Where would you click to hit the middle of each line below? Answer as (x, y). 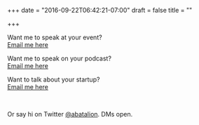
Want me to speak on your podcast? (60, 58)
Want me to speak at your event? (55, 37)
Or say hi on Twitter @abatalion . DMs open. (70, 114)
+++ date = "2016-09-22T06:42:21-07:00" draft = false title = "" (100, 10)
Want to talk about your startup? (54, 79)
